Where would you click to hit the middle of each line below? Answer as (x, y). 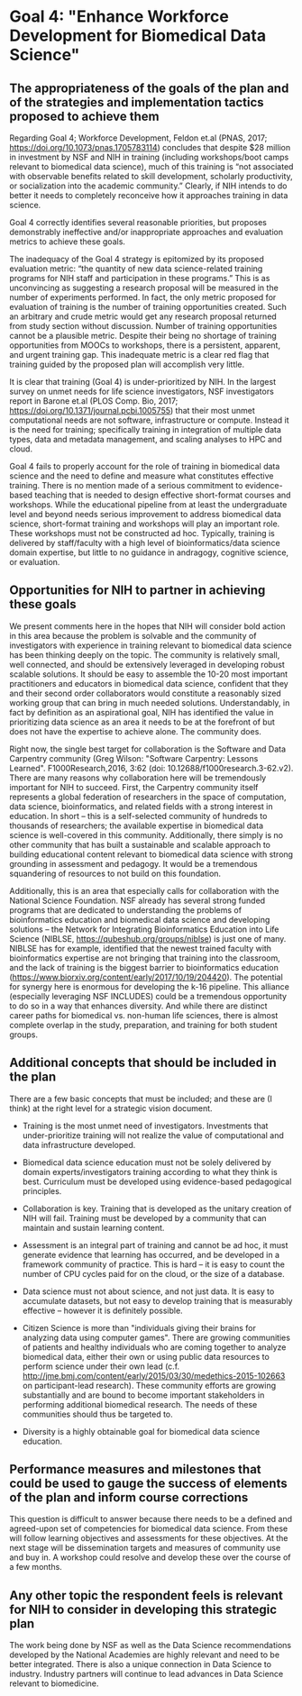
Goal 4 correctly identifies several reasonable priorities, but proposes (138, 222)
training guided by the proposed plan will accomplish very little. (127, 364)
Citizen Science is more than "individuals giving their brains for (139, 1327)
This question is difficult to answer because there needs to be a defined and (151, 1519)
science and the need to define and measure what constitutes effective (142, 476)
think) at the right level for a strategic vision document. (111, 1108)
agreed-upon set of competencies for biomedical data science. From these (149, 1528)
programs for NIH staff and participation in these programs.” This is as (140, 278)
